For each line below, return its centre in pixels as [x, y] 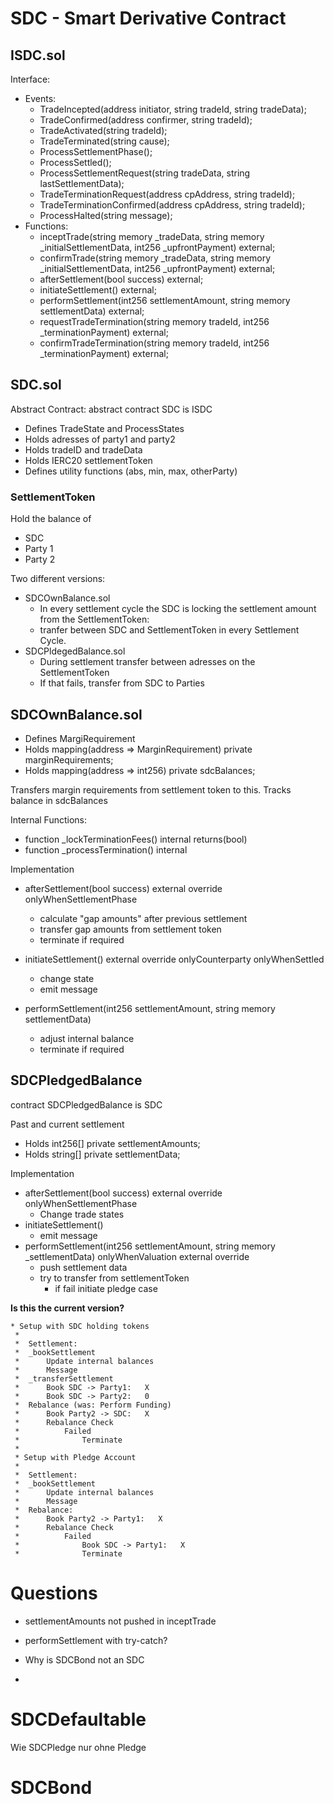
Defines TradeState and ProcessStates [104, 428]
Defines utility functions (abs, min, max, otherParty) [131, 471]
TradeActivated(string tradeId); [103, 130]
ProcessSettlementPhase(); [96, 151]
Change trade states [82, 1214]
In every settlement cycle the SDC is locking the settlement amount [178, 609]
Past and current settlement [67, 1124]
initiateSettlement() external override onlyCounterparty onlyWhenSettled [174, 959]
